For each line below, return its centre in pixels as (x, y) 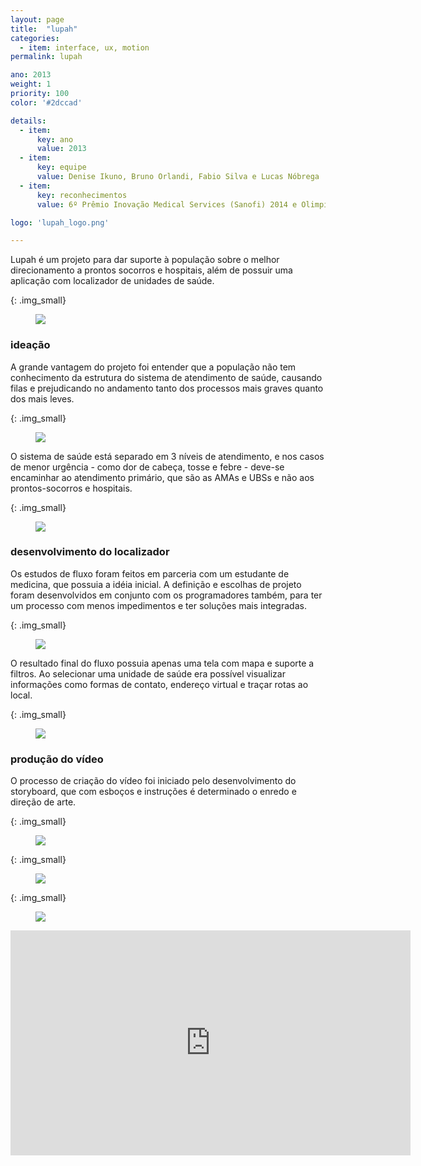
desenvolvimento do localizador (90, 552)
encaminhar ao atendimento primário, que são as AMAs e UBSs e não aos (162, 477)
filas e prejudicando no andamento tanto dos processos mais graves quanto (167, 388)
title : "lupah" (44, 29)
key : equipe (61, 167)
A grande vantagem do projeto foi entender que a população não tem (153, 367)
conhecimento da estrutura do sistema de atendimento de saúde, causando (166, 377)
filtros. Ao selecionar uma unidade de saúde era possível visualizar (148, 673)
